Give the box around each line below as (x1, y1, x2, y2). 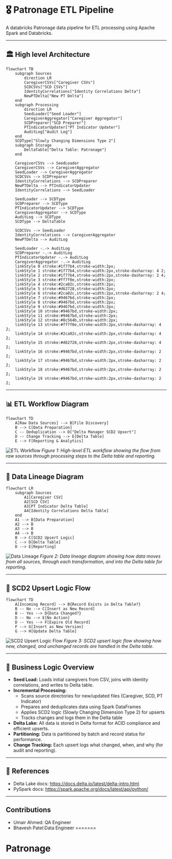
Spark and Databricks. (6, 30, 53, 36)
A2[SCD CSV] (24, 499, 50, 505)
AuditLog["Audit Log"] (24, 129, 72, 134)
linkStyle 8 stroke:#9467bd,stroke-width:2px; (15, 299, 116, 305)
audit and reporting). (13, 747, 57, 753)
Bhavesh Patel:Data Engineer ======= (13, 825, 96, 831)
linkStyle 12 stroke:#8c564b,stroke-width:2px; (15, 317, 118, 323)
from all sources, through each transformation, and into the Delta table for (6, 559, 163, 565)
